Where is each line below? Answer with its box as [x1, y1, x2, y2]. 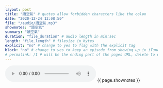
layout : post [5, 7, 32, 12]
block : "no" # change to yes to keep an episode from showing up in [5, 47, 147, 52]
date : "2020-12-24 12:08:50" [5, 16, 64, 21]
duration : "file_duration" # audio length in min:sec [5, 34, 116, 39]
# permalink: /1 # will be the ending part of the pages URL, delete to [5, 52, 155, 57]
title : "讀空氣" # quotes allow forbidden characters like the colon [5, 12, 147, 16]
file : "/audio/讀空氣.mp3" [5, 20, 57, 26]
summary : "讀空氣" [5, 29, 40, 34]
